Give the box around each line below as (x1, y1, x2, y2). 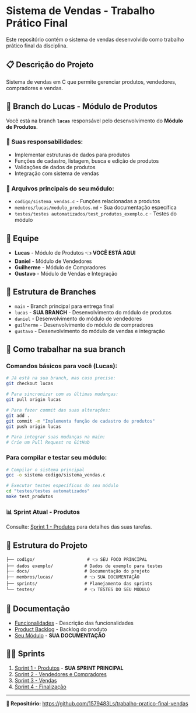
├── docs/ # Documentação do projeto (6, 568, 150, 574)
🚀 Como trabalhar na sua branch (6, 344, 125, 355)
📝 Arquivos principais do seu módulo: (6, 184, 115, 193)
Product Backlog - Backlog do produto (14, 625, 107, 633)
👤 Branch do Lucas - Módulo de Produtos (6, 101, 157, 112)
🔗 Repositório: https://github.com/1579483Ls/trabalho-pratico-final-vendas (6, 700, 188, 707)
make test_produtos (6, 493, 54, 500)
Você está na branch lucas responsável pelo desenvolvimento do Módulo (6, 117, 183, 124)
